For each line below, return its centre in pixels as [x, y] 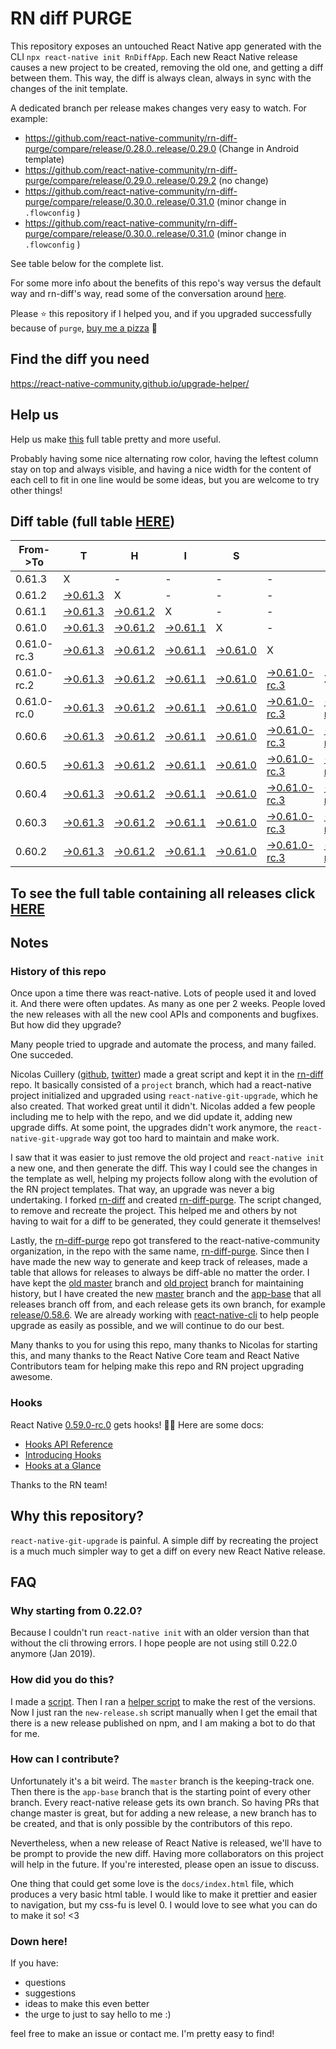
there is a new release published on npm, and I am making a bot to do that [163, 1723]
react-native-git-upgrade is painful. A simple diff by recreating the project [164, 1540]
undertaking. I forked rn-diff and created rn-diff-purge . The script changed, [166, 1200]
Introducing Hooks [63, 1454]
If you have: [34, 1963]
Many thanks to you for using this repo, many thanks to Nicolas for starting [164, 1345]
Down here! [39, 1941]
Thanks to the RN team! [59, 1484]
